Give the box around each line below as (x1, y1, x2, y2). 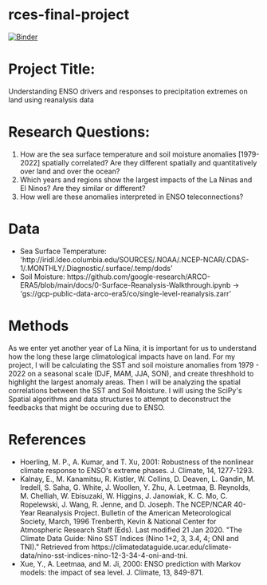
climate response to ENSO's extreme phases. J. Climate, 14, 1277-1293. (19, 465, 254, 475)
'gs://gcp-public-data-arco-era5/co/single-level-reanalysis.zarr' (19, 289, 232, 298)
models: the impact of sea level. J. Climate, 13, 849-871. (19, 567, 204, 577)
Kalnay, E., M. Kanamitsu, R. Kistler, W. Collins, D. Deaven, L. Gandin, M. (19, 474, 256, 484)
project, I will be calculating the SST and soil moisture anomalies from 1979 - (8, 360, 259, 369)
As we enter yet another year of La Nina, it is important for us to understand (8, 343, 257, 352)
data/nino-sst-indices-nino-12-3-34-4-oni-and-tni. (19, 550, 188, 560)
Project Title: (8, 60, 96, 78)
